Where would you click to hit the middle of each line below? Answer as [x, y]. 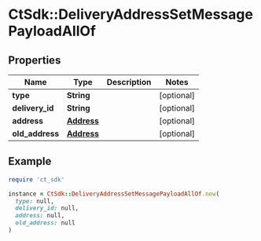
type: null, [35, 201]
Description [129, 82]
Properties [35, 60]
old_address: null [46, 223]
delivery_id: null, [47, 208]
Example [30, 161]
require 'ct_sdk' [37, 179]
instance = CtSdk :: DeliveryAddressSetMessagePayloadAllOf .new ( [114, 194]
